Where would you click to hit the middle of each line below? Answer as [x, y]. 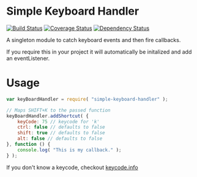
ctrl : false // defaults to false [61, 127]
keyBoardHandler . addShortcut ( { [47, 116]
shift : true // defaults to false [61, 133]
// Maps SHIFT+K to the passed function [59, 110]
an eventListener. [28, 58]
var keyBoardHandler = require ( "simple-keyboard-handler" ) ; [87, 99]
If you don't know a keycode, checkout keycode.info [72, 167]
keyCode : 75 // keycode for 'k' [58, 121]
